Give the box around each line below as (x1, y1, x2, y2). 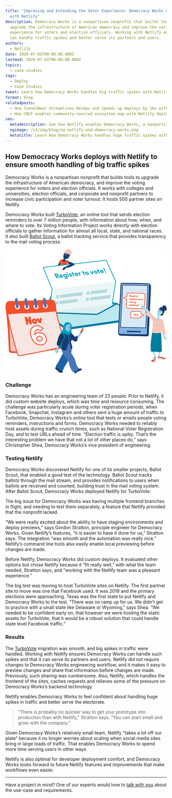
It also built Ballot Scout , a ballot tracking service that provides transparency (5, 233, 166, 239)
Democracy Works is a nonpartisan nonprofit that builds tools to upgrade (5, 174, 159, 180)
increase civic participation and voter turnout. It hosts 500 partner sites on (5, 196, 162, 202)
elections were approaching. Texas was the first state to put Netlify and (5, 593, 156, 600)
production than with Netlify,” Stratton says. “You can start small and (17, 714, 163, 721)
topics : (5, 62, 22, 68)
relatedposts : (5, 100, 36, 105)
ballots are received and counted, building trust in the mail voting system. (5, 483, 160, 489)
